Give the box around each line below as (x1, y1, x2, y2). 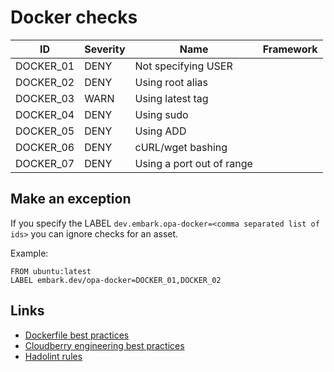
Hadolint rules (24, 350, 83, 362)
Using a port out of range (134, 156, 253, 170)
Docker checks (10, 6, 138, 29)
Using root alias (134, 75, 208, 89)
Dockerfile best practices (24, 329, 130, 341)
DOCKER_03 (15, 91, 75, 105)
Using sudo (134, 107, 189, 121)
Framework (262, 42, 318, 56)
